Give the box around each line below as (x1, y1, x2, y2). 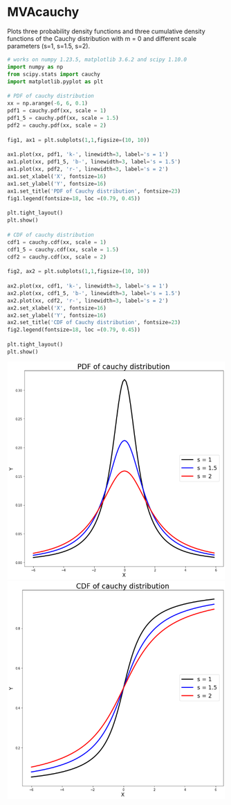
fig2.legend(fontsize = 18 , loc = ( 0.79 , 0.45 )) (7, 326, 140, 333)
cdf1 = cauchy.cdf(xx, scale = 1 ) (7, 238, 107, 246)
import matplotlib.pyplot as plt (7, 78, 104, 85)
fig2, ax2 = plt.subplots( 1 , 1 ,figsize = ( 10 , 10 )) (7, 268, 150, 275)
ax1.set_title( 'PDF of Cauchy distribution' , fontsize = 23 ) (7, 188, 181, 195)
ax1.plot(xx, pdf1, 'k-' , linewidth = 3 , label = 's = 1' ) (7, 151, 169, 158)
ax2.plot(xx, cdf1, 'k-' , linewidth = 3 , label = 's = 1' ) (7, 283, 169, 290)
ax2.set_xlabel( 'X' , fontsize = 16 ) (7, 304, 107, 312)
